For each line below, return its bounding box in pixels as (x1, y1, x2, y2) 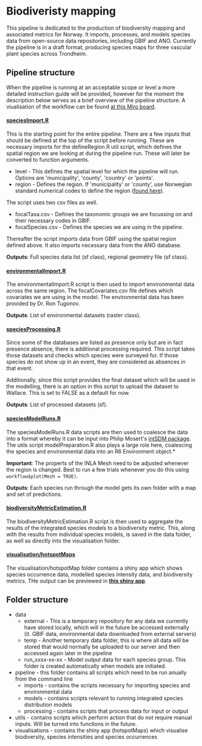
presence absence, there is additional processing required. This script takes (6, 345, 195, 352)
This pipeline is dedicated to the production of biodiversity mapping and (6, 24, 186, 31)
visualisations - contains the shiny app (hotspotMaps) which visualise (14, 727, 188, 734)
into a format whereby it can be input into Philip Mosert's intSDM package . (6, 435, 191, 442)
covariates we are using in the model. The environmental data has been (6, 294, 184, 301)
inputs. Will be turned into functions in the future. (14, 720, 137, 727)
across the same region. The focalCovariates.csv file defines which (6, 287, 174, 294)
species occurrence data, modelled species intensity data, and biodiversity (6, 570, 193, 578)
